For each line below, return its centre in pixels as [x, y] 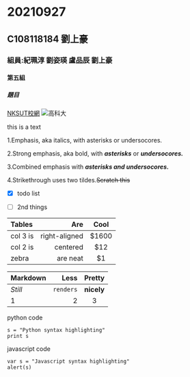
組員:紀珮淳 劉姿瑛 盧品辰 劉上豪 [60, 60]
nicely [94, 290]
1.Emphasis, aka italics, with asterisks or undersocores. [85, 141]
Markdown [28, 278]
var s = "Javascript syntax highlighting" [68, 362]
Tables [22, 225]
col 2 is [22, 247]
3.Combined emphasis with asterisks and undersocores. [88, 167]
